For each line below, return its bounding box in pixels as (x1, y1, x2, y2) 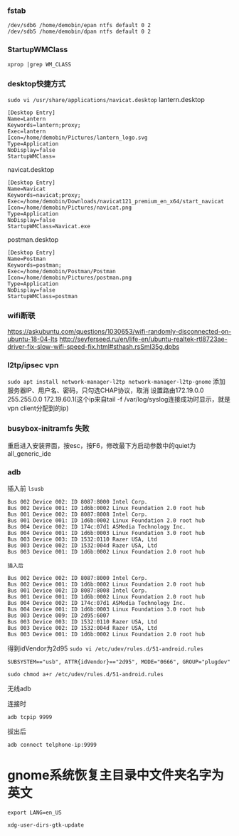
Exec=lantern (7, 128, 46, 135)
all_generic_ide (7, 449, 51, 458)
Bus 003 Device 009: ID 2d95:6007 (7, 612, 110, 619)
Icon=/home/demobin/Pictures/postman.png (7, 274, 132, 281)
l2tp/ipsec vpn (7, 360, 59, 370)
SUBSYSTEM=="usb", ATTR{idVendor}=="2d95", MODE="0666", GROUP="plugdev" (7, 658, 231, 666)
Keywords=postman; (7, 261, 62, 269)
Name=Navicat (7, 185, 46, 193)
